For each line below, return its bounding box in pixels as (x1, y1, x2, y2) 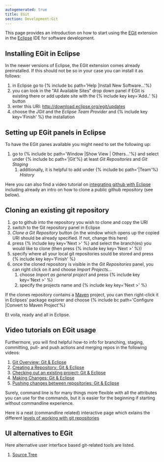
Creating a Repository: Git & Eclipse (12, 364, 84, 370)
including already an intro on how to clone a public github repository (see (5, 187, 153, 192)
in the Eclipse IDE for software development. (5, 35, 95, 41)
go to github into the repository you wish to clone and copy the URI (12, 219, 148, 225)
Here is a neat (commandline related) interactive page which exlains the (5, 410, 150, 416)
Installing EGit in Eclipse (5, 49, 80, 58)
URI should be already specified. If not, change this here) (12, 235, 128, 241)
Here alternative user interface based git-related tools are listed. (5, 442, 135, 448)
